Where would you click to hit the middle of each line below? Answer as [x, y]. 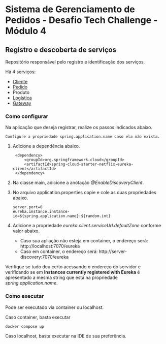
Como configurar [27, 116]
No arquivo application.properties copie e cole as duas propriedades [84, 193]
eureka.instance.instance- [41, 212]
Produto [21, 92]
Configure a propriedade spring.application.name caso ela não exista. [82, 137]
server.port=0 [27, 207]
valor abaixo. [26, 231]
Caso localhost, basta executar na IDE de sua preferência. [66, 336]
